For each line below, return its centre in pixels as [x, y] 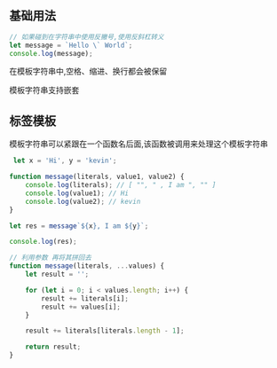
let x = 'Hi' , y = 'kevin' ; [65, 161]
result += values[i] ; [81, 307]
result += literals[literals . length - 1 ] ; [105, 331]
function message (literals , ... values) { [87, 266]
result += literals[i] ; [85, 298]
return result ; [53, 347]
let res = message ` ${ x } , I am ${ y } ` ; [79, 226]
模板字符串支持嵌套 [44, 90]
